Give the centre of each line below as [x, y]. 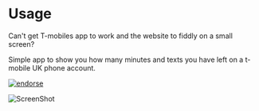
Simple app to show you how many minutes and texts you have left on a [126, 59]
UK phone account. [64, 67]
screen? [22, 44]
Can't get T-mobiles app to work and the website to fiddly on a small [121, 36]
